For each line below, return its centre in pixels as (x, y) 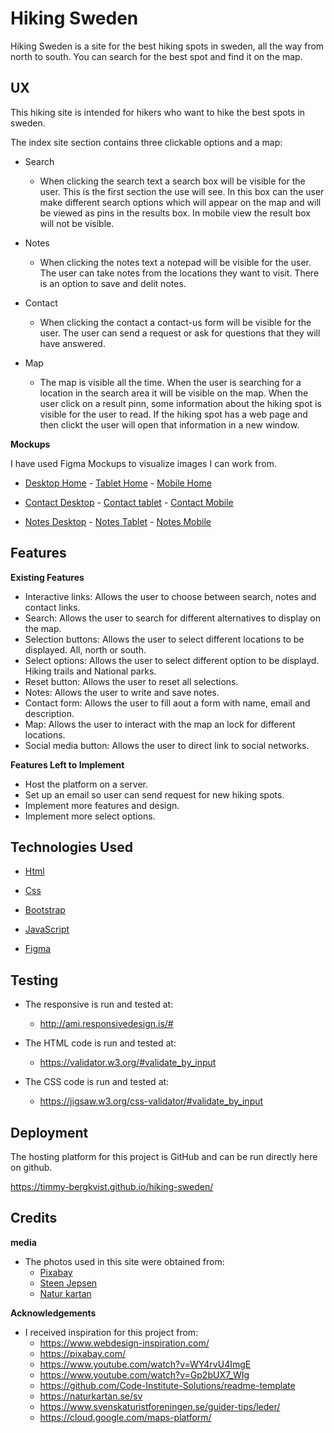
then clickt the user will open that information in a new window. (169, 424)
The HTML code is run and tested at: (100, 1043)
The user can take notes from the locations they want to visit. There (179, 273)
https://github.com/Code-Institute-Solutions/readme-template (167, 1385)
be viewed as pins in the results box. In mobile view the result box (175, 213)
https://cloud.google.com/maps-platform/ (125, 1417)
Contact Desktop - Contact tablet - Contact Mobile (129, 502)
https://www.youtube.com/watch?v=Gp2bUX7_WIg (144, 1374)
